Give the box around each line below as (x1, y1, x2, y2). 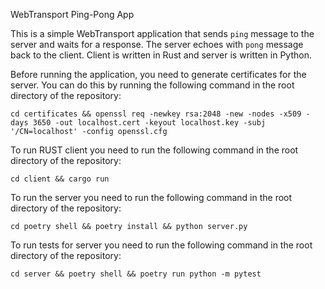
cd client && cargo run (10, 174, 110, 184)
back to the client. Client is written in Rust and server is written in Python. (10, 49, 312, 61)
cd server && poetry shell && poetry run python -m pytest (10, 269, 262, 279)
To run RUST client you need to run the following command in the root (10, 144, 299, 156)
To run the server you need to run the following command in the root (10, 192, 293, 203)
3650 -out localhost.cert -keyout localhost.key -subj (32, 118, 267, 128)
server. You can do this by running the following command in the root (10, 79, 295, 91)
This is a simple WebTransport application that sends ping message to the (10, 28, 315, 39)
